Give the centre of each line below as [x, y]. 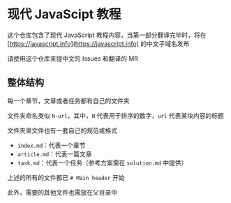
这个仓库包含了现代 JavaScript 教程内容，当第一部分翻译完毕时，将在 [107, 35]
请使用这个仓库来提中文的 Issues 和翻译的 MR [73, 58]
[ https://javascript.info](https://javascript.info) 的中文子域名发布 [98, 43]
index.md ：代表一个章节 [51, 145]
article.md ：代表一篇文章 [54, 153]
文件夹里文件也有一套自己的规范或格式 [62, 130]
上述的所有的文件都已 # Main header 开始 [66, 177]
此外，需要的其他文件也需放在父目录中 [62, 192]
